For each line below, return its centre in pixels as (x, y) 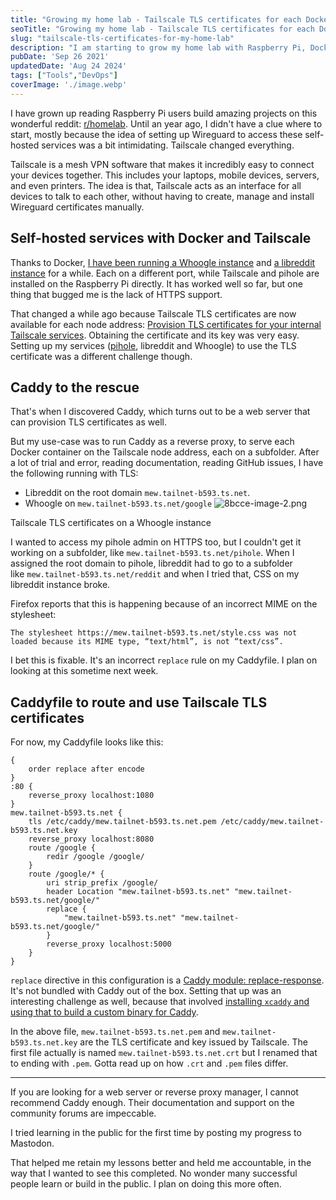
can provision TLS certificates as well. (88, 422)
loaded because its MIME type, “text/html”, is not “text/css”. (147, 642)
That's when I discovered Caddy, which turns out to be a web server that (160, 412)
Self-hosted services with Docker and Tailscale (161, 238)
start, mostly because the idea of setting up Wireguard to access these (156, 134)
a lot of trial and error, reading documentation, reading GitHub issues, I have (167, 463)
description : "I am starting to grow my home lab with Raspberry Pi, (158, 47)
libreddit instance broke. (60, 585)
